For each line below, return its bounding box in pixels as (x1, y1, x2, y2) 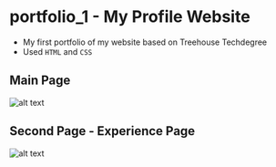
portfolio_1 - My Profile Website (9, 6, 250, 27)
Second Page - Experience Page (9, 123, 196, 139)
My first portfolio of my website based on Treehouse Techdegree (22, 37, 268, 47)
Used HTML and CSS (22, 46, 93, 57)
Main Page (9, 73, 71, 89)
